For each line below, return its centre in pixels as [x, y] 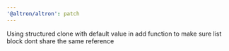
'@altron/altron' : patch [43, 14]
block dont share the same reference [60, 41]
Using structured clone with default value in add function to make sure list [114, 34]
